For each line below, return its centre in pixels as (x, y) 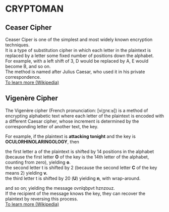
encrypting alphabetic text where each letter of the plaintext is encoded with (84, 116)
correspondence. (23, 77)
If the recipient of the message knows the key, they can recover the (75, 193)
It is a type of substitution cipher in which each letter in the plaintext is (78, 50)
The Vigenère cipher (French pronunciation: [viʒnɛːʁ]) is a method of (77, 110)
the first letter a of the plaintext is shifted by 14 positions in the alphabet (80, 151)
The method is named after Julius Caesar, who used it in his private (75, 72)
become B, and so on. (28, 66)
